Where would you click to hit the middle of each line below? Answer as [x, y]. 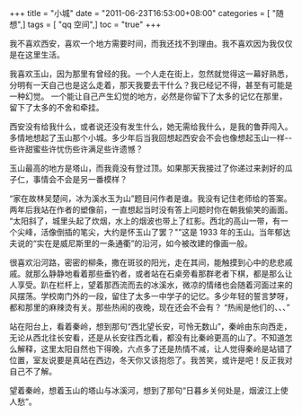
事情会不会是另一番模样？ [80, 179]
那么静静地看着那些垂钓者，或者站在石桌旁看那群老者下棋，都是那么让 [163, 274]
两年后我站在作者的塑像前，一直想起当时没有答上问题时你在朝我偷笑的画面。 [151, 210]
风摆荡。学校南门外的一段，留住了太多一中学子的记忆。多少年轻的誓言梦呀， [151, 296]
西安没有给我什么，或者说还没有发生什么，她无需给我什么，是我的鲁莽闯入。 [151, 127]
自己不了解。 [33, 371]
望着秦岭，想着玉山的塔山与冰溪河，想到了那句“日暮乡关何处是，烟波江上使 [149, 390]
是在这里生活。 [37, 55]
